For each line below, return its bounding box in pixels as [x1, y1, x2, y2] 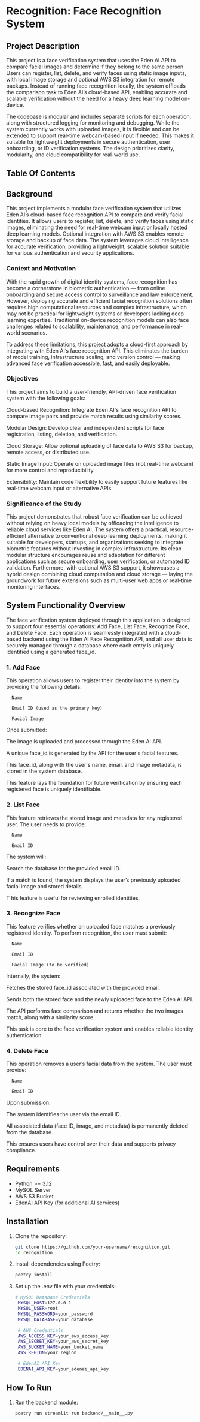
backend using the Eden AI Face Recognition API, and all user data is [23, 635, 192, 643]
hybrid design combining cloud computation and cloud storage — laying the [6, 571, 193, 578]
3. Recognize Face [6, 909, 61, 918]
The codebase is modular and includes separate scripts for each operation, [6, 113, 192, 120]
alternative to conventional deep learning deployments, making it [27, 532, 187, 540]
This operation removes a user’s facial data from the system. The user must [6, 1060, 192, 1068]
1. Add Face [6, 663, 41, 671]
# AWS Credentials [17, 1327, 64, 1333]
